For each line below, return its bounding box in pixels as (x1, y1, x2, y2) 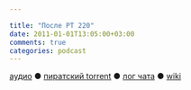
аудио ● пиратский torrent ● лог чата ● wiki (9, 71, 182, 82)
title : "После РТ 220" (9, 21, 95, 30)
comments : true (9, 38, 67, 47)
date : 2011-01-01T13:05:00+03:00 (9, 29, 135, 39)
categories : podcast (9, 46, 87, 55)
